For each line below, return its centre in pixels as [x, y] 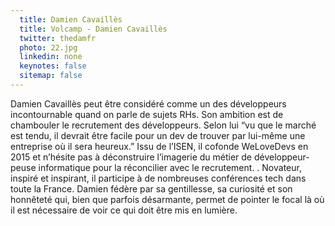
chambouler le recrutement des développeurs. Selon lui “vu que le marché [163, 125]
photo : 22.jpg [48, 47]
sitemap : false [51, 76]
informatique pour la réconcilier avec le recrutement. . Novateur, [170, 167]
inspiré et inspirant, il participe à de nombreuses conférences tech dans [158, 178]
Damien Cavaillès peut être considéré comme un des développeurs [148, 103]
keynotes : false [53, 66]
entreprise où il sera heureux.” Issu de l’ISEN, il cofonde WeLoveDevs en [159, 146]
